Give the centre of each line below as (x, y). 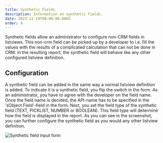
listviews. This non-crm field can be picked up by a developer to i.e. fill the (80, 42)
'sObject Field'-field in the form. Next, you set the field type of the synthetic (81, 106)
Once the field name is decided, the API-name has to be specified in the (77, 100)
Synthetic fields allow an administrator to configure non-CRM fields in (75, 37)
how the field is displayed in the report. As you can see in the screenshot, (79, 116)
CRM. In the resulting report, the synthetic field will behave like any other (78, 53)
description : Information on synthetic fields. (54, 14)
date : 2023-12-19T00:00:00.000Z (38, 18)
